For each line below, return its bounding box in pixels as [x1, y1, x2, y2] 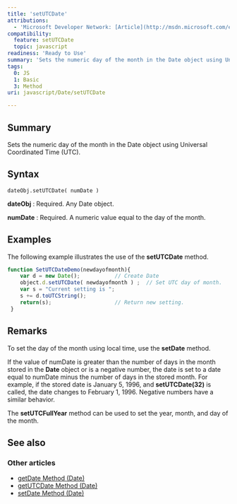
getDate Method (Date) [17, 474, 85, 483]
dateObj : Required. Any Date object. [7, 199, 114, 208]
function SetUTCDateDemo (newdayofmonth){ [7, 266, 131, 273]
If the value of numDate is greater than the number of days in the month [7, 358, 217, 366]
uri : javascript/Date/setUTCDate [7, 89, 106, 96]
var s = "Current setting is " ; [20, 286, 115, 293]
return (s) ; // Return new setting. [20, 298, 185, 306]
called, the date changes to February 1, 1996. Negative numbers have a [7, 387, 214, 396]
